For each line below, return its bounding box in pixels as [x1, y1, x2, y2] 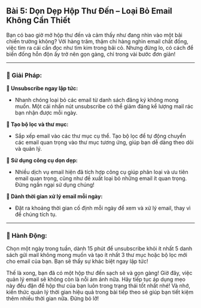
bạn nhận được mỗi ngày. [14, 109, 78, 116]
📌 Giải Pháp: [6, 71, 42, 79]
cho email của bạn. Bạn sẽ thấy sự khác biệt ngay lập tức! [6, 258, 148, 265]
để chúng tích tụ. [14, 211, 57, 218]
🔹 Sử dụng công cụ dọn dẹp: [6, 157, 78, 164]
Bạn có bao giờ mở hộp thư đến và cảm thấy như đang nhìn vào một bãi [6, 31, 182, 38]
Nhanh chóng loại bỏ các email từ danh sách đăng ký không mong [14, 97, 179, 104]
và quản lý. [14, 145, 42, 152]
